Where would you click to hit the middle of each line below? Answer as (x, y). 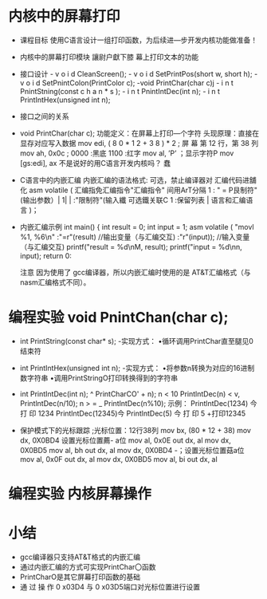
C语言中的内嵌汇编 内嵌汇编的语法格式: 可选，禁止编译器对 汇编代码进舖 (138, 179)
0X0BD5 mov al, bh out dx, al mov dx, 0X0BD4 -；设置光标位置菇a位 (132, 450)
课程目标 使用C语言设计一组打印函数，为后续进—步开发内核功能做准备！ (138, 40)
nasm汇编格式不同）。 (55, 282)
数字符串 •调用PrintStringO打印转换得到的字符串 (99, 378)
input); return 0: (45, 255)
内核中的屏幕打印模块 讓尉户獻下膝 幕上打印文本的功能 (109, 57)
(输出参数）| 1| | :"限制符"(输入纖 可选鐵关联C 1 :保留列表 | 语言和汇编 (133, 199)
